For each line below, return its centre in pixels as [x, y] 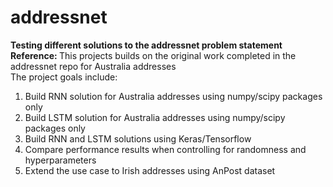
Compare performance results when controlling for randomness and [165, 149]
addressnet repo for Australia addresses [93, 66]
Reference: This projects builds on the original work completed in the [153, 55]
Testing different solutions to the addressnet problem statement [146, 45]
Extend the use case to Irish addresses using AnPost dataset [150, 170]
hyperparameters [60, 160]
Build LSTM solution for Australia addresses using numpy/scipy [155, 117]
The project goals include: [64, 77]
